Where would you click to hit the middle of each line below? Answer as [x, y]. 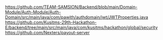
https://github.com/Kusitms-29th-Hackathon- [51, 22]
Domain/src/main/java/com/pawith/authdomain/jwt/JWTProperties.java [77, 17]
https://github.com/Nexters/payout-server [48, 33]
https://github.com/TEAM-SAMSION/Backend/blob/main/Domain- [71, 7]
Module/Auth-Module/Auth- [33, 12]
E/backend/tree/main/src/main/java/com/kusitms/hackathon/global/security [81, 27]
